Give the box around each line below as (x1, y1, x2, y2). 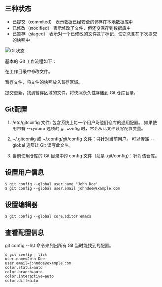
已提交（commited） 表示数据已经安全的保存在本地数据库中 (12, 19, 133, 25)
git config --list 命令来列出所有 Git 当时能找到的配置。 (5, 243, 114, 249)
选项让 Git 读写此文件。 (26, 142, 73, 148)
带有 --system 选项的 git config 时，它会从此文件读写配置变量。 (16, 125, 146, 131)
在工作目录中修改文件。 (5, 68, 53, 74)
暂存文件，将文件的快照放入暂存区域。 (5, 79, 83, 85)
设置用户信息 (5, 168, 44, 177)
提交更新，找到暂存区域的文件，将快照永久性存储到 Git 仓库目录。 (5, 89, 139, 95)
